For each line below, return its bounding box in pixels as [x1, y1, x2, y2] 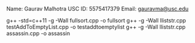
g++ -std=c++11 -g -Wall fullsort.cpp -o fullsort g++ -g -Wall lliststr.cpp [6, 17, 186, 24]
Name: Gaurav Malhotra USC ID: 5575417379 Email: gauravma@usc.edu [6, 5, 189, 12]
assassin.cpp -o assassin [6, 30, 71, 37]
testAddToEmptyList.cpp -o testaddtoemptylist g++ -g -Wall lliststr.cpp [6, 24, 186, 30]
